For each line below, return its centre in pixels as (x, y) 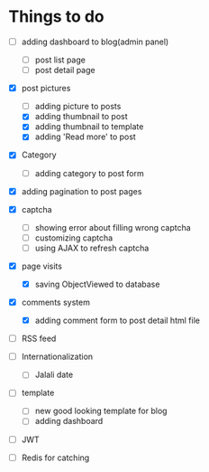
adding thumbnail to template (89, 127)
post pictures (46, 89)
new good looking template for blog (101, 411)
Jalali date (54, 375)
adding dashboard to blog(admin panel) (95, 42)
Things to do (56, 17)
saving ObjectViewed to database (97, 284)
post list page (60, 60)
